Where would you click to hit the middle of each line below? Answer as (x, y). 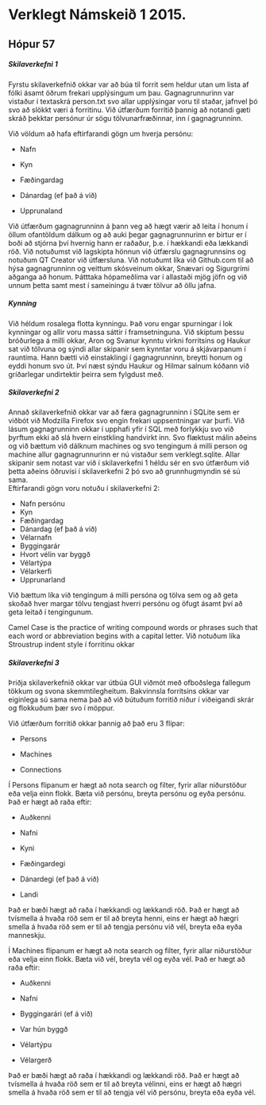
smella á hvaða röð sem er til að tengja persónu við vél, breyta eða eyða (125, 927)
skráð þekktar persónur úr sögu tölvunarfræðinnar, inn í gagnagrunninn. (126, 118)
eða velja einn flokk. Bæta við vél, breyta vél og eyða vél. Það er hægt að (127, 959)
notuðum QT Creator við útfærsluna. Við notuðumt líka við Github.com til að (131, 259)
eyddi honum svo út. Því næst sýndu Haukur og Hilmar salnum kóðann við (129, 366)
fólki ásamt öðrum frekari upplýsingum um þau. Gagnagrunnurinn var (121, 92)
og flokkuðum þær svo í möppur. (62, 708)
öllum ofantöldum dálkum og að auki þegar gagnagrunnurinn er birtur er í (127, 234)
